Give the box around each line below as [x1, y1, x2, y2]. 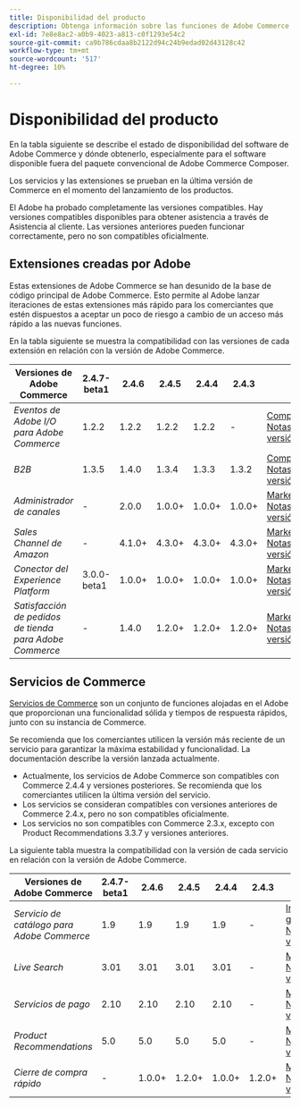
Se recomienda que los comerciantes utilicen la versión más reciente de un [9, 734, 286, 745]
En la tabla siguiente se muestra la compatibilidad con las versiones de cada [9, 335, 290, 346]
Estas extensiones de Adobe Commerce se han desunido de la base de [9, 280, 272, 291]
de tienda [13, 621, 54, 634]
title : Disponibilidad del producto [9, 13, 146, 22]
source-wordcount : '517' [9, 55, 102, 63]
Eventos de [13, 403, 61, 416]
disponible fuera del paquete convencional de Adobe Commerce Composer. [9, 157, 289, 168]
